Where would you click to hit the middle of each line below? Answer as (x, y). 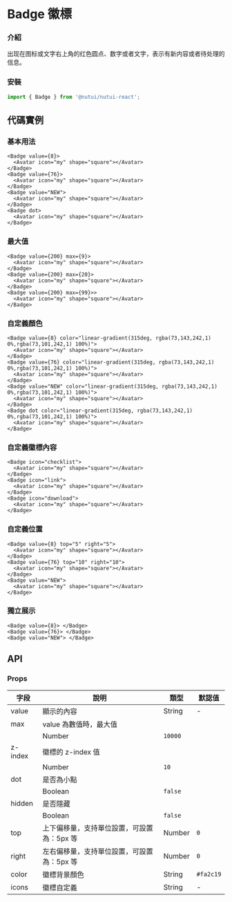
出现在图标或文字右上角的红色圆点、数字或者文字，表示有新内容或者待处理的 (116, 54)
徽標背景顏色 (63, 874)
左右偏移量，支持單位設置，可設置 (98, 851)
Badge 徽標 (40, 14)
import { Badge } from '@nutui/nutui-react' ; (74, 97)
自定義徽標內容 (32, 447)
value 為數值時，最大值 (80, 724)
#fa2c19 (209, 874)
